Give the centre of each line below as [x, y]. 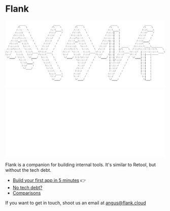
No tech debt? [27, 187]
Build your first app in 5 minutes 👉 [49, 180]
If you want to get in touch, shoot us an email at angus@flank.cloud [76, 203]
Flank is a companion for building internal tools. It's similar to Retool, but [81, 164]
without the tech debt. [28, 170]
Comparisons [27, 193]
